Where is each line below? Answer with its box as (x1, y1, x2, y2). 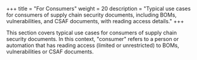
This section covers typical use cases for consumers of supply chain (6, 29, 177, 36)
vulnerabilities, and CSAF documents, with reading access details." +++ (6, 18, 184, 24)
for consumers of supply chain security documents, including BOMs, (6, 11, 177, 18)
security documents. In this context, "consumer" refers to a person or (6, 36, 179, 42)
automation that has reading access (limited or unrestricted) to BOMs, (6, 42, 180, 49)
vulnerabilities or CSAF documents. (6, 48, 94, 55)
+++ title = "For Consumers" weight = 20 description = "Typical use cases (6, 5, 191, 12)
